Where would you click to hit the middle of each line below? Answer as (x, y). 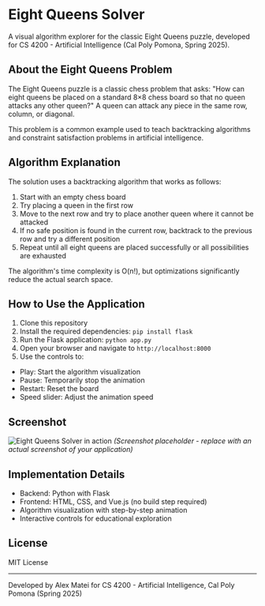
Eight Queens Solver (77, 15)
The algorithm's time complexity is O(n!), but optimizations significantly (124, 271)
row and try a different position (70, 239)
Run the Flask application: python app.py (86, 340)
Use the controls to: (52, 356)
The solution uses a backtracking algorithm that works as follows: (115, 181)
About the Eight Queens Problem (90, 70)
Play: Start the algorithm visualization (80, 372)
